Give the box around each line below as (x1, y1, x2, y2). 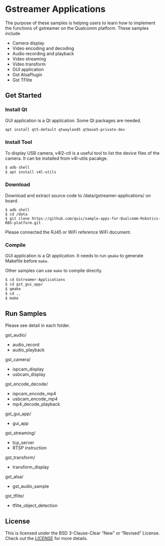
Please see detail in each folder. (5, 322, 70, 328)
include (5, 30, 21, 36)
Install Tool (5, 139, 32, 146)
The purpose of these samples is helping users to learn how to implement (5, 20, 156, 26)
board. (5, 197, 19, 204)
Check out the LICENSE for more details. (5, 536, 88, 542)
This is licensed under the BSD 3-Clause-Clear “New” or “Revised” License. (5, 530, 160, 536)
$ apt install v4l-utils (5, 170, 56, 175)
